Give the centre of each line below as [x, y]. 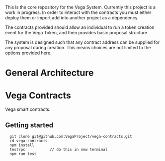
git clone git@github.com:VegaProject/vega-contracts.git [71, 136]
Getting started [29, 125]
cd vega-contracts [29, 141]
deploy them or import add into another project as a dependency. [72, 18]
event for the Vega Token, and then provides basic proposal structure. [77, 33]
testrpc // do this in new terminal [59, 149]
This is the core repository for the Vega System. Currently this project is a [80, 7]
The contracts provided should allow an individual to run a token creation [80, 27]
